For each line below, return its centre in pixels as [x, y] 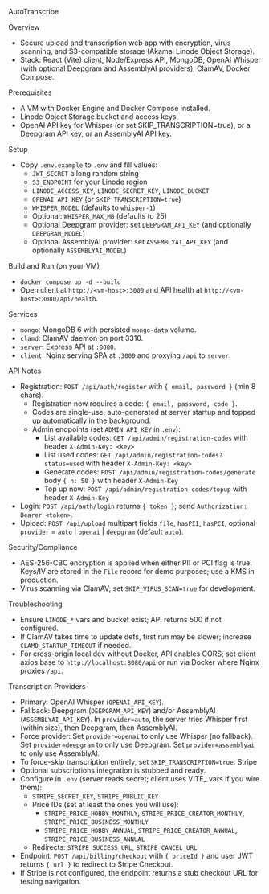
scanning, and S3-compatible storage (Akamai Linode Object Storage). [137, 51]
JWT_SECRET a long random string [85, 173]
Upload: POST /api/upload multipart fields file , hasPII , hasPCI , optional [137, 523]
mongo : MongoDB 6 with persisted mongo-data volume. [108, 330]
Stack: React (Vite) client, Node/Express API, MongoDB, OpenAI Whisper [141, 60]
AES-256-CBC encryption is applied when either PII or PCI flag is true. [136, 563]
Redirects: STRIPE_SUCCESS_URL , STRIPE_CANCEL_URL [115, 847]
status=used [64, 464]
